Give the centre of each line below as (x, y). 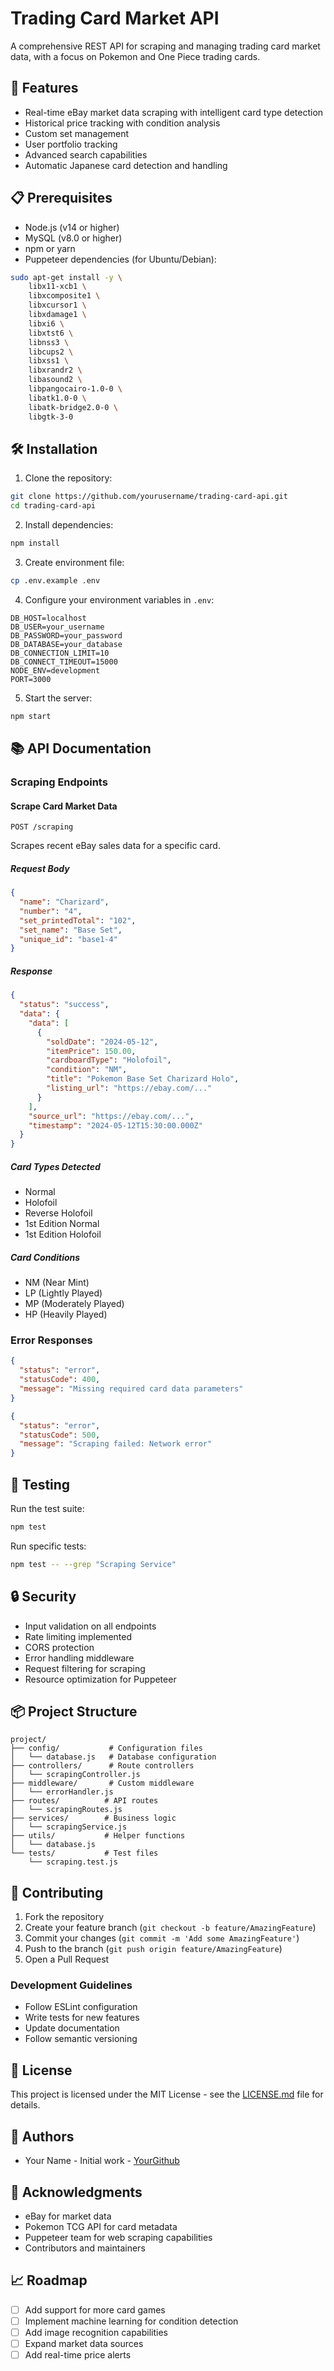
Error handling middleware (79, 1658)
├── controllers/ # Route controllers (102, 1766)
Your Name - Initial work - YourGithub (102, 2161)
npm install (35, 543)
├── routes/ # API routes (84, 1801)
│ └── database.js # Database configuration (113, 1757)
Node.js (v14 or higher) (72, 227)
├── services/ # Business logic (93, 1818)
